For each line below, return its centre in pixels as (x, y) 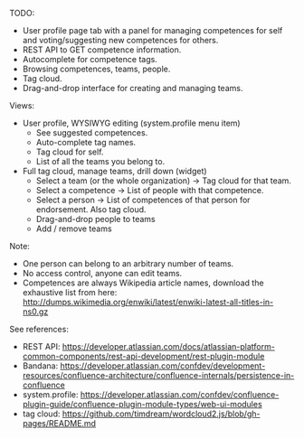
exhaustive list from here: (70, 292)
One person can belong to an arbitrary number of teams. (128, 264)
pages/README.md (59, 423)
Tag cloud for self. (70, 152)
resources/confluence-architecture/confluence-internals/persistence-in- (158, 375)
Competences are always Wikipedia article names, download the (143, 283)
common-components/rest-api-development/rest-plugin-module (143, 356)
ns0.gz (35, 312)
